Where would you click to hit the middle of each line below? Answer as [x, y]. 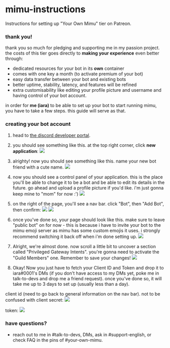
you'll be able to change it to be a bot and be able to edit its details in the [89, 182]
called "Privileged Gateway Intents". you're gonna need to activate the [86, 252]
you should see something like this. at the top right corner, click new [84, 145]
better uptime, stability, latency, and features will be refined [75, 85]
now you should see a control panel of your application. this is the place [88, 177]
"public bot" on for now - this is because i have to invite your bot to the [87, 225]
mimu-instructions [45, 9]
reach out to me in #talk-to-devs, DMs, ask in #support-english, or [82, 334]
